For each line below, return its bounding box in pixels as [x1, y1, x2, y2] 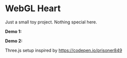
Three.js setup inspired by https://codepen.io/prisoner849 [5, 47, 122, 53]
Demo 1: [5, 28, 22, 34]
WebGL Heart [5, 3, 61, 14]
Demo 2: [5, 38, 23, 44]
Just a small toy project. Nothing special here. [5, 19, 98, 25]
